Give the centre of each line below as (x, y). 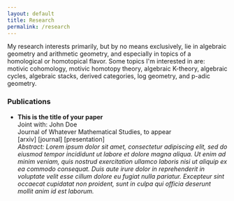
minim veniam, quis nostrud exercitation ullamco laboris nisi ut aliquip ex (122, 161)
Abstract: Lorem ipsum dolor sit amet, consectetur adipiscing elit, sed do (122, 147)
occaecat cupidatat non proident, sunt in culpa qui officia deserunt (114, 184)
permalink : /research (39, 27)
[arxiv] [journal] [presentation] (61, 139)
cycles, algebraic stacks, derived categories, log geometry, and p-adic (109, 76)
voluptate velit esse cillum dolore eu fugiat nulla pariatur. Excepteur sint (121, 176)
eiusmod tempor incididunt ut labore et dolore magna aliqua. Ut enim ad (122, 154)
